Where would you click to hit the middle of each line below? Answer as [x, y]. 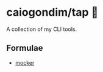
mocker [25, 62]
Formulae [25, 48]
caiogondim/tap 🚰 [52, 12]
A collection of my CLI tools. [42, 29]
